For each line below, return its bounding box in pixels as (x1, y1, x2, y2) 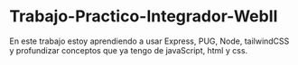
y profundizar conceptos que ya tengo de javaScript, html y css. (9, 45, 248, 55)
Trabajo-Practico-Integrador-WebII (9, 6, 278, 27)
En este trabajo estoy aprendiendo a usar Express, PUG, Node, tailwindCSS (9, 36, 290, 46)
